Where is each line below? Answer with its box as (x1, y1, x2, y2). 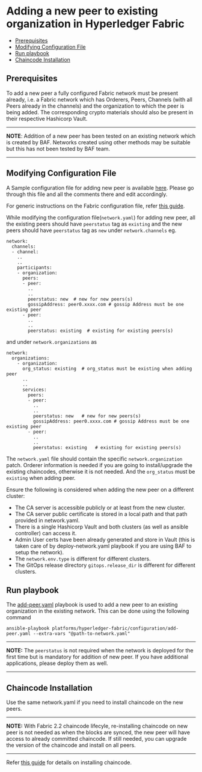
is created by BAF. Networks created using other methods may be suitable (6, 138, 191, 146)
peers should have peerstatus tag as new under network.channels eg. (6, 227, 177, 234)
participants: (17, 265, 52, 271)
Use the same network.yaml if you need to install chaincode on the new (6, 699, 183, 706)
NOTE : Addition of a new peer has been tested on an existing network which (6, 132, 196, 139)
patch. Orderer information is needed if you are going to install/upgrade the (6, 461, 193, 468)
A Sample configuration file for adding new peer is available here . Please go (6, 184, 194, 191)
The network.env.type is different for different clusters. (14, 555, 151, 562)
